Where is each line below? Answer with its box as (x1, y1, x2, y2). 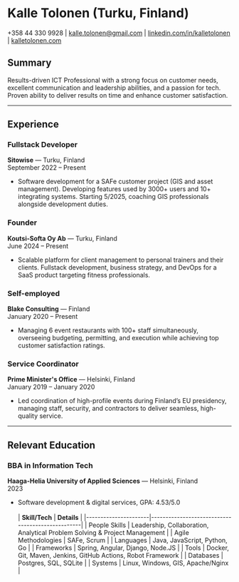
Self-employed (7, 288, 60, 298)
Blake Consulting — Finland (7, 305, 90, 313)
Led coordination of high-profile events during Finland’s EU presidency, (17, 397, 227, 405)
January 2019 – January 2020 (7, 383, 95, 392)
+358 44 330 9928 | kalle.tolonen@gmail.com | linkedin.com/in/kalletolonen (7, 29, 231, 37)
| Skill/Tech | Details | (17, 514, 83, 522)
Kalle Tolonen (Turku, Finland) (7, 5, 190, 21)
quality (17, 412, 38, 420)
